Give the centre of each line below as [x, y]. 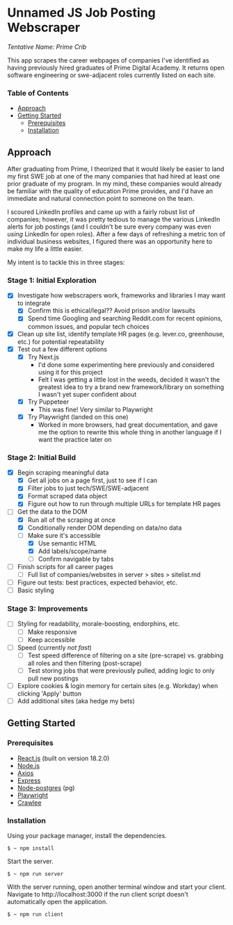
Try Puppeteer [48, 402]
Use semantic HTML [67, 543]
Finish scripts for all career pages [65, 566]
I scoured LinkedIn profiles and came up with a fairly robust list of [101, 212]
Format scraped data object [67, 496]
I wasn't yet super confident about [87, 394]
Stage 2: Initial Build [42, 457]
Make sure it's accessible [64, 535]
